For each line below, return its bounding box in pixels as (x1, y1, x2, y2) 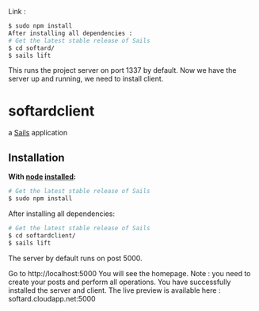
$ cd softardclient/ (8, 231, 77, 240)
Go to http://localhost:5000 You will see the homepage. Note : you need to (8, 268, 251, 278)
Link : (8, 7, 26, 16)
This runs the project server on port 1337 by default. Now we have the (8, 66, 237, 75)
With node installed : (8, 172, 77, 181)
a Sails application (8, 128, 68, 138)
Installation (8, 150, 65, 165)
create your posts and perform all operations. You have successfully (8, 277, 231, 286)
